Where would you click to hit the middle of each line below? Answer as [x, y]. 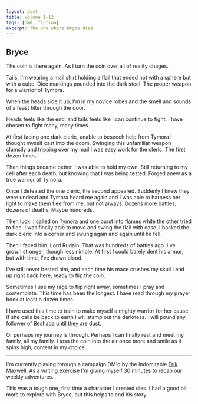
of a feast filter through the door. [46, 108]
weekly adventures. [30, 377]
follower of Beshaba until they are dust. [54, 323]
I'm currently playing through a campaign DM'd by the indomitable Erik [92, 364]
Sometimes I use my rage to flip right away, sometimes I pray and [85, 287]
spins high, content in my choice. [46, 347]
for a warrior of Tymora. [35, 90]
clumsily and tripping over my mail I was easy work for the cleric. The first [96, 150]
